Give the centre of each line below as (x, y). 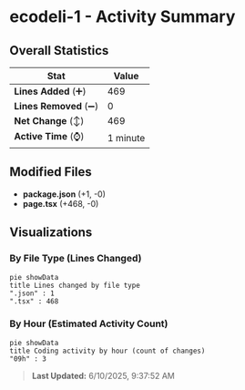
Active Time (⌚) (49, 136)
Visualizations (51, 233)
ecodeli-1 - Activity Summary (122, 17)
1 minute (126, 138)
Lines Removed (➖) (56, 106)
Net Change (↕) (49, 121)
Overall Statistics (59, 51)
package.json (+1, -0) (64, 194)
